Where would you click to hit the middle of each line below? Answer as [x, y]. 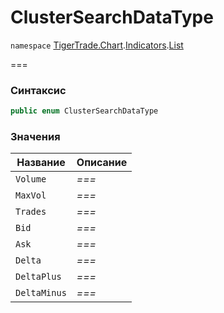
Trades [31, 212]
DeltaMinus [41, 293]
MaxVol [31, 195]
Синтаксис [38, 90]
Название [41, 163]
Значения [35, 137]
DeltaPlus [38, 277]
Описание [102, 163]
